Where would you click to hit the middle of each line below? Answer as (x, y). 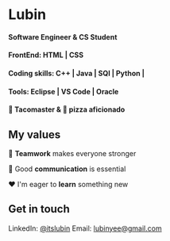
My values (35, 134)
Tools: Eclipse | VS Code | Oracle (64, 91)
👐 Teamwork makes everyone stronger (72, 153)
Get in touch (39, 209)
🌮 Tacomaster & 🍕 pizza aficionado (67, 109)
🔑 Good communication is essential (67, 169)
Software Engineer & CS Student (63, 36)
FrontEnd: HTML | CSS (46, 55)
